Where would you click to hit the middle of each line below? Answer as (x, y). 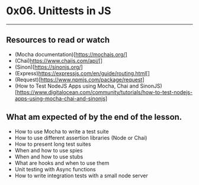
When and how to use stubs (49, 157)
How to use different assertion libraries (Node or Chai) (81, 138)
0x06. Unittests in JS (59, 11)
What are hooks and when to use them (62, 163)
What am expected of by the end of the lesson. (94, 117)
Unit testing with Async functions (55, 169)
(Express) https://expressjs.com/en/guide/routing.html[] (82, 73)
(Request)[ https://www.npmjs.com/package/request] (79, 79)
